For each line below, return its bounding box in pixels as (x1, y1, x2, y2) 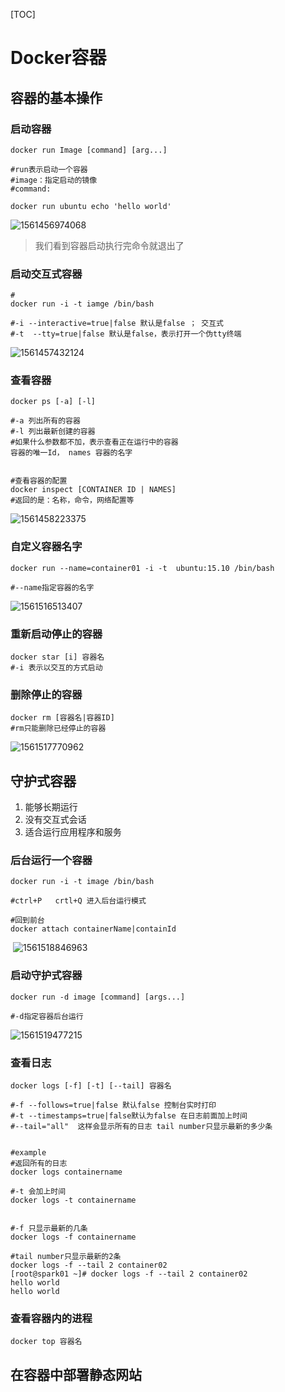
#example (10, 1148, 47, 1158)
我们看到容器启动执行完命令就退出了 (34, 239, 185, 251)
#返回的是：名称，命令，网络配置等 (10, 495, 135, 506)
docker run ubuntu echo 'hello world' (10, 201, 172, 211)
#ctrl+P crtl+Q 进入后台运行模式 (10, 896, 147, 906)
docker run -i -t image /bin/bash (10, 877, 155, 887)
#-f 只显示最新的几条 (10, 1224, 88, 1234)
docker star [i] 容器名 (10, 652, 105, 663)
